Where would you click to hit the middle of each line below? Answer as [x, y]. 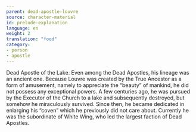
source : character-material [41, 17]
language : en [22, 28]
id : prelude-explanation [37, 22]
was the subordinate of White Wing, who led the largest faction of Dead [94, 117]
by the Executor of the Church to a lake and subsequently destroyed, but [95, 98]
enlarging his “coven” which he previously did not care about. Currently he [98, 110]
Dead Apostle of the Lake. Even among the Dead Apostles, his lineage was [98, 72]
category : [18, 45]
